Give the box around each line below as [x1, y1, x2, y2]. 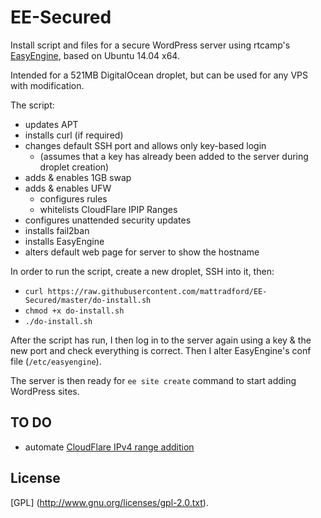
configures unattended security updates [24, 214, 192, 226]
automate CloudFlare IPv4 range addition [24, 441, 195, 453]
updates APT [24, 118, 79, 130]
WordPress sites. [10, 385, 80, 397]
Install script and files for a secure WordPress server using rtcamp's [10, 39, 291, 51]
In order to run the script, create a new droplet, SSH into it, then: [10, 265, 275, 277]
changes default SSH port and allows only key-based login [24, 139, 267, 151]
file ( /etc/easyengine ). [10, 355, 102, 367]
